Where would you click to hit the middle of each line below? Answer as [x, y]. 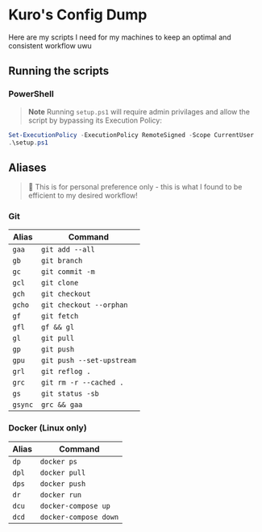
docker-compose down [79, 517]
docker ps [59, 461]
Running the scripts [59, 71]
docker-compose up [75, 506]
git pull [58, 339]
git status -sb [70, 394]
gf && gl [58, 327]
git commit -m [68, 272]
